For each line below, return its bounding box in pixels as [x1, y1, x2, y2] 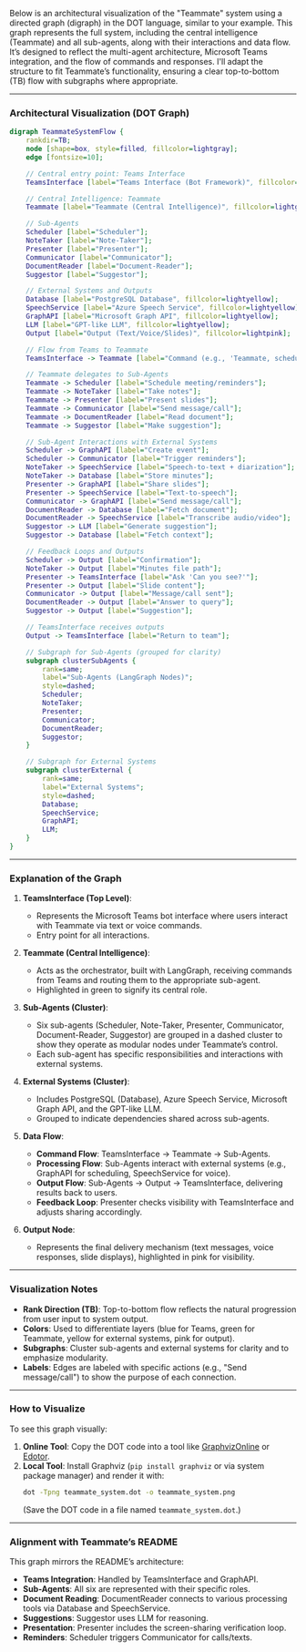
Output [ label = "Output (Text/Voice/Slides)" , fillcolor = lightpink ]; [25, 328, 291, 338]
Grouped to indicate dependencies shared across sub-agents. [36, 1113, 270, 1124]
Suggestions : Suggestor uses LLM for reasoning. [22, 1612, 209, 1623]
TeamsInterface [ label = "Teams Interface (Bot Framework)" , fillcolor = [25, 178, 300, 187]
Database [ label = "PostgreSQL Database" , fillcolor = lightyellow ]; [25, 295, 280, 304]
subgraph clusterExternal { [25, 765, 132, 775]
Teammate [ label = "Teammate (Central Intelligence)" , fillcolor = [25, 202, 275, 212]
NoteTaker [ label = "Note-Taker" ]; [25, 236, 153, 245]
